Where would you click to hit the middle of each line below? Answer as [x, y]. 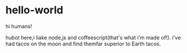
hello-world [35, 10]
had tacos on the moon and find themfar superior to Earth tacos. [83, 44]
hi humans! [19, 26]
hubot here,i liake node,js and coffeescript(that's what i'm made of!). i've [93, 37]
